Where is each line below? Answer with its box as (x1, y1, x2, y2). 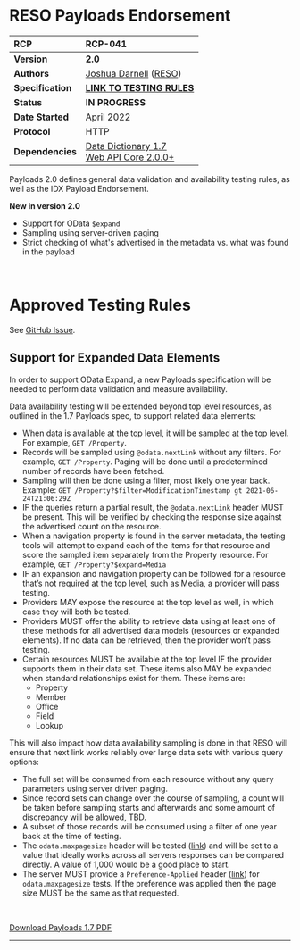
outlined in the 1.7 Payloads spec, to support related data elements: (9, 410, 256, 421)
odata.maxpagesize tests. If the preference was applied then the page (21, 878, 277, 888)
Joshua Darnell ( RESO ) (85, 67, 182, 79)
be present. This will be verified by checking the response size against (21, 511, 282, 522)
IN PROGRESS (85, 96, 146, 108)
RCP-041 (85, 37, 128, 50)
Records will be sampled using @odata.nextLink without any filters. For (21, 446, 282, 457)
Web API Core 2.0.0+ (85, 151, 175, 163)
